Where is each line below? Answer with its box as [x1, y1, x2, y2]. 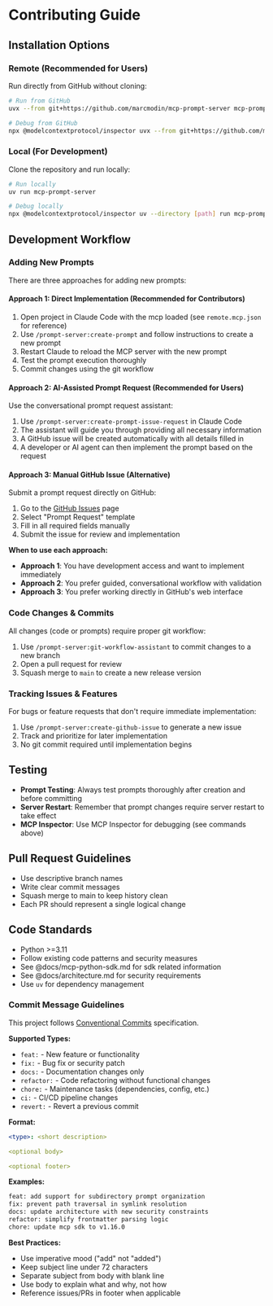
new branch [19, 650, 61, 660]
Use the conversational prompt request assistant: [8, 401, 173, 410]
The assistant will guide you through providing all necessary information [19, 425, 262, 435]
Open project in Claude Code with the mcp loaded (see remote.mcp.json [19, 312, 262, 322]
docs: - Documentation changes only [19, 1067, 145, 1076]
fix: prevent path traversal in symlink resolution [8, 1200, 187, 1208]
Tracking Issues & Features [8, 688, 118, 699]
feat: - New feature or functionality [19, 1049, 141, 1059]
